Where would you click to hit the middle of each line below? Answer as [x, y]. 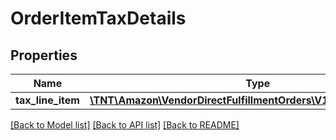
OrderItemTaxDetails [98, 18]
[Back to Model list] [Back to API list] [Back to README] [125, 125]
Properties [44, 55]
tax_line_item [47, 100]
